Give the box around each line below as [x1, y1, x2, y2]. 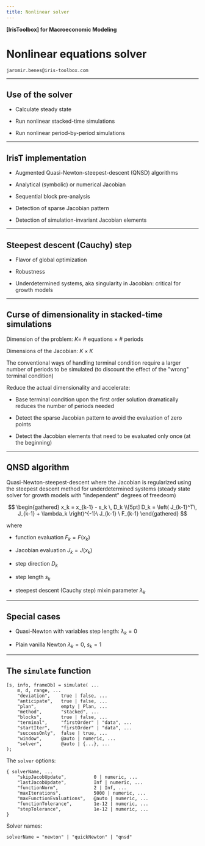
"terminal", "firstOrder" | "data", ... [17, 719, 132, 726]
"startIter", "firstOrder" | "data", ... [17, 724, 132, 731]
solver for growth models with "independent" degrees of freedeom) [6, 491, 176, 498]
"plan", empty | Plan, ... [17, 703, 108, 709]
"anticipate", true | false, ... [17, 698, 108, 704]
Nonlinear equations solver [6, 47, 147, 61]
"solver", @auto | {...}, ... [17, 740, 111, 747]
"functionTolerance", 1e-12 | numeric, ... [17, 801, 149, 807]
